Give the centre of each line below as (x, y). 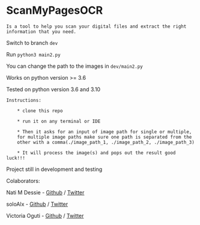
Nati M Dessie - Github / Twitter (45, 192)
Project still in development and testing (54, 169)
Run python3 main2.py (34, 54)
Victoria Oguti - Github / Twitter (45, 215)
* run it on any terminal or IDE (59, 121)
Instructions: (24, 100)
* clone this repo (40, 111)
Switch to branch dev (32, 43)
